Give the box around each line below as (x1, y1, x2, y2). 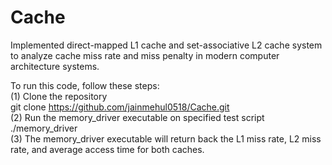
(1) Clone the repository (10, 90, 108, 102)
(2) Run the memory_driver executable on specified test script (10, 111, 265, 123)
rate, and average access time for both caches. (10, 143, 205, 155)
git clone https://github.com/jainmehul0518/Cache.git (10, 101, 230, 113)
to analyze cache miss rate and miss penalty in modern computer (10, 49, 280, 61)
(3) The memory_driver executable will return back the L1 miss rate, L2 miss (10, 132, 322, 145)
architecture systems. (10, 60, 100, 72)
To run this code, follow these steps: (10, 79, 160, 91)
